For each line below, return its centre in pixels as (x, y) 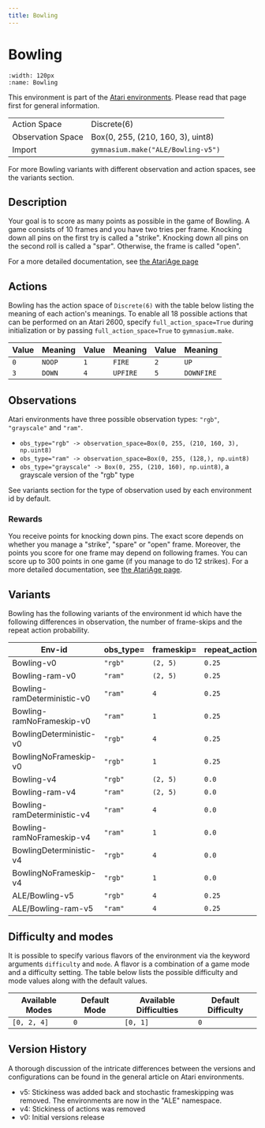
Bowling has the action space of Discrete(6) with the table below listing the (131, 305)
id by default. (30, 499)
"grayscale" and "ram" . (46, 428)
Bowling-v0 (34, 663)
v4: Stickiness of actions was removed (82, 1108)
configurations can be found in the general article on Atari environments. (126, 1077)
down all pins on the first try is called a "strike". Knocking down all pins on (128, 238)
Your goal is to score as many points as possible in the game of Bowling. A (129, 221)
